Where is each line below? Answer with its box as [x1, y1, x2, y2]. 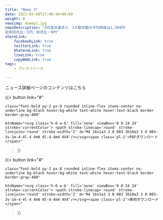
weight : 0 [5, 16, 25, 21]
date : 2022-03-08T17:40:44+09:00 [5, 12, 73, 17]
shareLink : [5, 35, 27, 40]
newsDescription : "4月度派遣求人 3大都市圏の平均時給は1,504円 [5, 25, 125, 30]
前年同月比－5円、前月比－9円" [5, 30, 60, 35]
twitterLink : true [14, 43, 51, 48]
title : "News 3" [5, 7, 38, 12]
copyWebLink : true [14, 57, 51, 62]
